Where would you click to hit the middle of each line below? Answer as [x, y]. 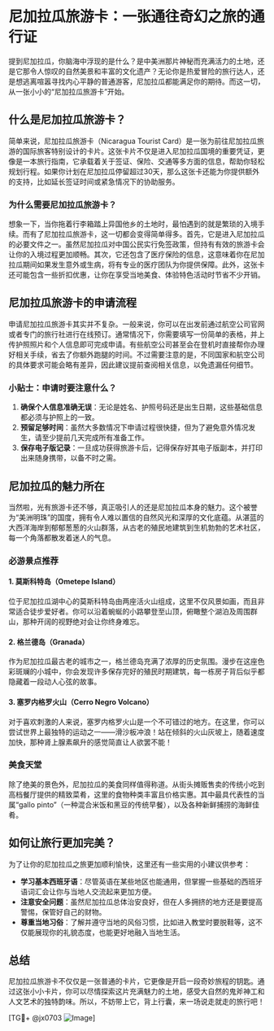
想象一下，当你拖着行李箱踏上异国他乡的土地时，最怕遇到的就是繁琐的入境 [133, 224]
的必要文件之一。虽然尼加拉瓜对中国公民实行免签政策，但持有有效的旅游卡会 [137, 244]
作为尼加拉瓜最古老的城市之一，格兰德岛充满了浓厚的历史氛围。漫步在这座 [133, 662]
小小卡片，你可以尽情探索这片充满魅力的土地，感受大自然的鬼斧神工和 [147, 992]
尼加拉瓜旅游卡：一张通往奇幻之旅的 [130, 17]
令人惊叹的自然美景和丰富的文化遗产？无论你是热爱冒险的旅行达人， [144, 71]
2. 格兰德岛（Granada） [49, 642]
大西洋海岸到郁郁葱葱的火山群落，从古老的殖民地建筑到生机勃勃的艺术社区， [137, 527]
